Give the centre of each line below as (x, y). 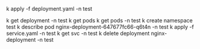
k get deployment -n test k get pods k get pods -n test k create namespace (99, 20)
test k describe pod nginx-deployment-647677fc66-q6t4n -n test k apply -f (100, 27)
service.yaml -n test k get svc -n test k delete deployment (78, 33)
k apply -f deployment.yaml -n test (49, 9)
